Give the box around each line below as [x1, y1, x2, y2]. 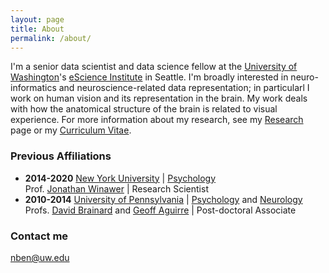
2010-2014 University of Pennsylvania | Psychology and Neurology [24, 193, 303, 205]
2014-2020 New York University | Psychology [24, 172, 217, 184]
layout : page [10, 14, 65, 25]
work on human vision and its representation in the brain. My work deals [10, 92, 308, 105]
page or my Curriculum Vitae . [10, 124, 132, 136]
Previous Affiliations [10, 149, 112, 163]
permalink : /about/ [10, 33, 92, 43]
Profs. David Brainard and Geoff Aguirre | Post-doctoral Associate [24, 204, 297, 216]
